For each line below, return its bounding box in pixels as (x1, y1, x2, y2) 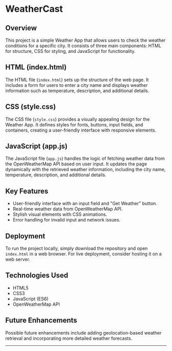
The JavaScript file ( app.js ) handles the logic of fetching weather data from (5, 155, 165, 162)
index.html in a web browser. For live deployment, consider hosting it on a (5, 251, 162, 257)
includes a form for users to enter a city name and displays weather (5, 82, 148, 88)
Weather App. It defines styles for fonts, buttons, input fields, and (5, 121, 143, 127)
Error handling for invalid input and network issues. (12, 217, 121, 223)
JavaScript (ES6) (12, 295, 49, 302)
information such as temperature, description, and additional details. (5, 87, 149, 94)
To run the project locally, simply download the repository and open (5, 245, 148, 252)
